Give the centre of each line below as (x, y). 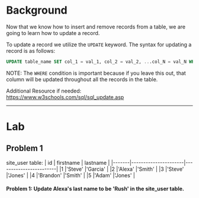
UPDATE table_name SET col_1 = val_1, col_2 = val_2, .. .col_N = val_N (96, 62)
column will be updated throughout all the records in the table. (82, 79)
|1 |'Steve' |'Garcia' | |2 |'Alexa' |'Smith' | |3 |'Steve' (121, 169)
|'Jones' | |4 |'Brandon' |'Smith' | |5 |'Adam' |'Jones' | (70, 175)
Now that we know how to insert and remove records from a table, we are (96, 27)
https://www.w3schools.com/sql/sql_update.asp (65, 97)
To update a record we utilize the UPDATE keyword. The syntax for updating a (99, 44)
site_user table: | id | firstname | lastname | (58, 162)
